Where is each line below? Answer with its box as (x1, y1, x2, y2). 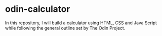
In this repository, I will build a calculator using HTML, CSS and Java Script (5, 20, 157, 26)
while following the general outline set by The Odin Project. (5, 25, 125, 31)
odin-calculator (5, 3, 70, 15)
